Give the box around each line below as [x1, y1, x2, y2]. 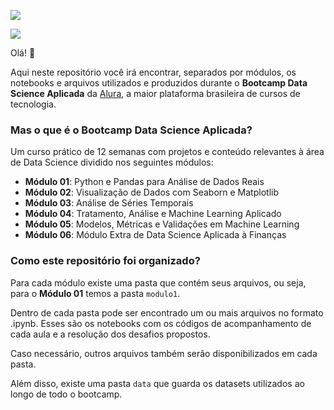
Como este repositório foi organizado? [10, 254, 201, 268]
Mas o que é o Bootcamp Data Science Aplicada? [10, 123, 253, 137]
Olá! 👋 [10, 47, 36, 59]
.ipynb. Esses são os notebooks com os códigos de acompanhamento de [10, 317, 312, 329]
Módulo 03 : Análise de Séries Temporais [24, 197, 194, 209]
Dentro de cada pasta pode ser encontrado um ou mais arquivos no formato [10, 306, 324, 319]
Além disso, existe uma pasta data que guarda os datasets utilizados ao [10, 377, 305, 389]
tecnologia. [10, 98, 57, 110]
